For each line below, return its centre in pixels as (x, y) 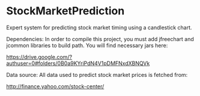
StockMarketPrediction (65, 11)
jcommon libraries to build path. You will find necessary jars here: (87, 45)
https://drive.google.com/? (39, 57)
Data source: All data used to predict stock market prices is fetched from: (97, 75)
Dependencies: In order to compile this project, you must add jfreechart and (100, 39)
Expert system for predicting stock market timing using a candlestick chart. (99, 27)
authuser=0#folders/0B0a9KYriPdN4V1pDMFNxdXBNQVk (78, 63)
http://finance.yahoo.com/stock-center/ (55, 86)
